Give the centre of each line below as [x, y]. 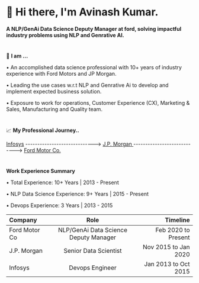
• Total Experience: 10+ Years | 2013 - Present [63, 182]
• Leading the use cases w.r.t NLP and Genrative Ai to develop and [87, 85]
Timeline [177, 220]
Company [23, 220]
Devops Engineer [93, 268]
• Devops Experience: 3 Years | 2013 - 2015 [60, 205]
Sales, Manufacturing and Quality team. [54, 109]
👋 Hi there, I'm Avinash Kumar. [82, 12]
